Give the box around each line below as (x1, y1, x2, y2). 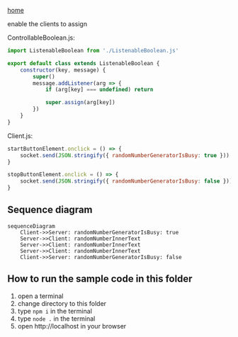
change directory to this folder (17, 299, 107, 307)
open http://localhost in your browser (17, 321, 127, 330)
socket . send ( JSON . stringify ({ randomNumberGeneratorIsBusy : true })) (20, 152, 230, 159)
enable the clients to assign (7, 20, 87, 28)
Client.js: (7, 131, 33, 140)
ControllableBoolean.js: (7, 33, 76, 42)
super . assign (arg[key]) (45, 99, 115, 106)
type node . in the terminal (17, 314, 96, 323)
